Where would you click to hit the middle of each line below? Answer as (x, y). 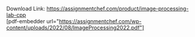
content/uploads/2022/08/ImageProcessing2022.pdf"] (75, 27)
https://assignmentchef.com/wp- (100, 21)
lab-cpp (16, 15)
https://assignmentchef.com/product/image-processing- (118, 9)
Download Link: (26, 9)
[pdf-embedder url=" (33, 21)
